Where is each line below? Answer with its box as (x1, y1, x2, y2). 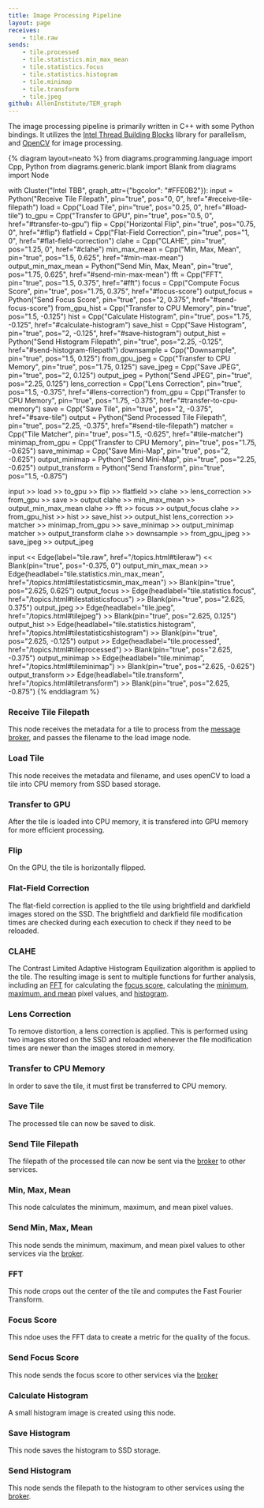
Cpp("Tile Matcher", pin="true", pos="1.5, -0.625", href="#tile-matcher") (8, 429, 244, 439)
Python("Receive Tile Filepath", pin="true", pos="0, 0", (8, 195, 185, 204)
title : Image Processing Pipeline (8, 11, 122, 20)
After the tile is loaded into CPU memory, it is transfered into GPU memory (8, 817, 249, 826)
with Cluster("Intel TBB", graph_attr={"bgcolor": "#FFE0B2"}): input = (8, 186, 233, 195)
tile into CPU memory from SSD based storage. (8, 779, 162, 788)
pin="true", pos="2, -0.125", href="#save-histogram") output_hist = (8, 329, 227, 338)
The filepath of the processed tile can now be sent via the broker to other (8, 1156, 246, 1166)
